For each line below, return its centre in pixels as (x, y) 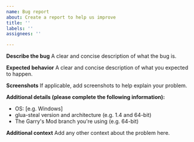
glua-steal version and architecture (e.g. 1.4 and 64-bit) (83, 115)
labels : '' (20, 28)
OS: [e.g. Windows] (39, 109)
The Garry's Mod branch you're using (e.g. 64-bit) (77, 121)
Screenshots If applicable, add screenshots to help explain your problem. (97, 86)
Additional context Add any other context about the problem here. (88, 133)
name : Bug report (28, 12)
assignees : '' (24, 34)
